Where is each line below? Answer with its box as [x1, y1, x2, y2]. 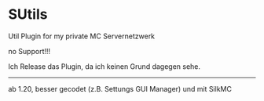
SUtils [8, 5, 48, 23]
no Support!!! [8, 46, 51, 56]
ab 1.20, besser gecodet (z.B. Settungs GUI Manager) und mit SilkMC [8, 84, 232, 93]
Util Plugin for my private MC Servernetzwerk [8, 31, 156, 41]
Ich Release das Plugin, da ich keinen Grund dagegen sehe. [8, 61, 201, 71]
